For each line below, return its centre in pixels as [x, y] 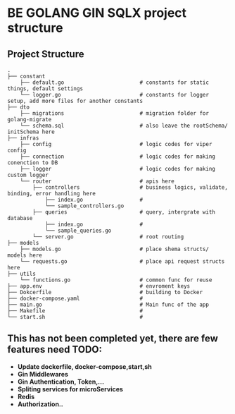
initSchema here [31, 132]
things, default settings [45, 89]
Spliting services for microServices [70, 389]
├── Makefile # [75, 311]
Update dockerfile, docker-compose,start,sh [85, 366]
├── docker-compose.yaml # [75, 298]
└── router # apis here [97, 181]
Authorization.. [40, 404]
